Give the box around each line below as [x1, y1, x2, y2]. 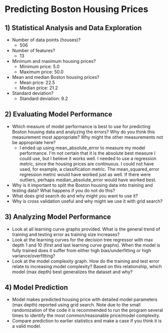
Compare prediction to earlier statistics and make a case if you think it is [12, 318, 162, 324]
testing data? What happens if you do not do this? [12, 187, 115, 193]
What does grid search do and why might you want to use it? [12, 192, 138, 199]
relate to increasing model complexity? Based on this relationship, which [12, 263, 162, 269]
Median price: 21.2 [19, 85, 58, 91]
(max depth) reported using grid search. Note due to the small [12, 302, 141, 308]
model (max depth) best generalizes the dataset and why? [12, 269, 133, 275]
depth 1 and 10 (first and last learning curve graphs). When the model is [12, 242, 160, 248]
